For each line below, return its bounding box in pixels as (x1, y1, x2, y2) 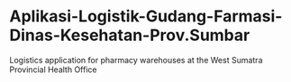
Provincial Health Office (9, 64, 97, 75)
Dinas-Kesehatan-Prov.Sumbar (9, 25, 250, 45)
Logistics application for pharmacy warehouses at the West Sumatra (9, 54, 263, 65)
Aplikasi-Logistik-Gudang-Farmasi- (9, 6, 283, 27)
